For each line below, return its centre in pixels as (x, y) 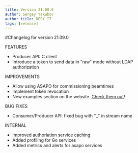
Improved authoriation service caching (51, 135)
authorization (26, 67)
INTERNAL (16, 125)
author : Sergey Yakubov (29, 14)
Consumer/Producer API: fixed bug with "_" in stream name (72, 116)
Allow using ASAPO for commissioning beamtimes (63, 86)
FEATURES (16, 47)
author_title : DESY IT (28, 19)
